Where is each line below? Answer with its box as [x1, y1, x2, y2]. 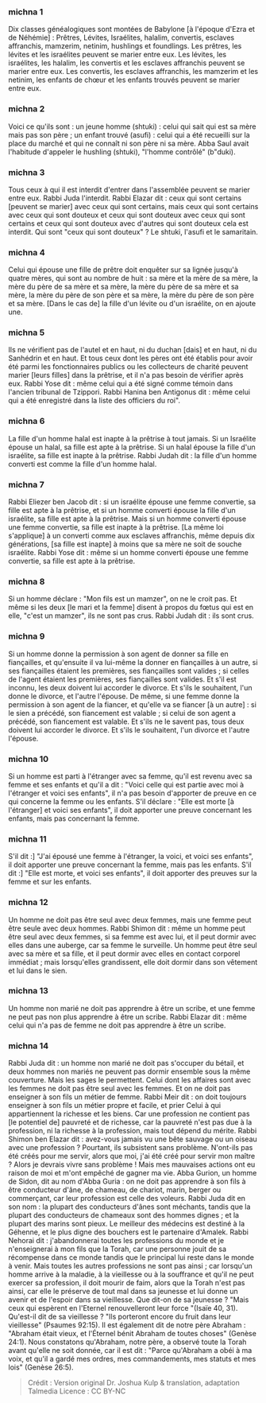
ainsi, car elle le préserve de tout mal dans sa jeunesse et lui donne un [8, 1287, 238, 1296]
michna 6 [8, 416, 45, 427]
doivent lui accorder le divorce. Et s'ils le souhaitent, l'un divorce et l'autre [8, 725, 250, 734]
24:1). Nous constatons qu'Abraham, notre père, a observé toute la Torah [8, 1337, 247, 1347]
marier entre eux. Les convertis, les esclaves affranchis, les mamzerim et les [8, 67, 259, 76]
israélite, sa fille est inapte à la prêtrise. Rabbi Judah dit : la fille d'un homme [8, 450, 257, 460]
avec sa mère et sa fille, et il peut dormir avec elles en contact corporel [8, 949, 241, 958]
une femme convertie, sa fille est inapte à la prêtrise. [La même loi [8, 523, 224, 532]
